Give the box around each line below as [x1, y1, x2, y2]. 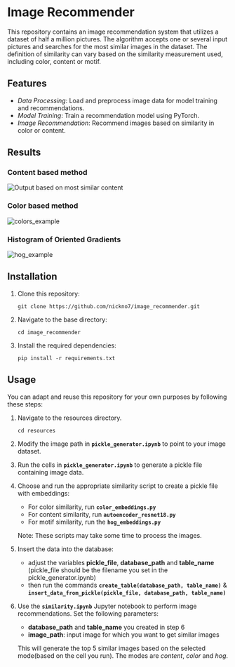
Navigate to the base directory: [17, 315, 107, 324]
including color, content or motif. [7, 57, 102, 65]
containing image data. [17, 468, 84, 476]
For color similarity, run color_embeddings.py [27, 503, 156, 511]
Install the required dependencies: [17, 341, 117, 350]
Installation [7, 271, 58, 283]
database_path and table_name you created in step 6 [27, 623, 185, 631]
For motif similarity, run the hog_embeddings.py [27, 517, 161, 526]
